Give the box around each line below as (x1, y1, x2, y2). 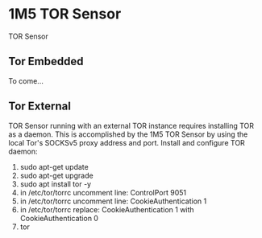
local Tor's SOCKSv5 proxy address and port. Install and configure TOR (8, 137, 246, 147)
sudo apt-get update (19, 162, 89, 171)
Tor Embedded (8, 55, 84, 68)
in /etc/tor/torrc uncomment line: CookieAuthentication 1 (19, 196, 207, 206)
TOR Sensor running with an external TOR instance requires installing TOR (8, 121, 255, 130)
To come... (8, 76, 44, 85)
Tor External (8, 100, 71, 113)
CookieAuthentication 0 (19, 213, 99, 223)
